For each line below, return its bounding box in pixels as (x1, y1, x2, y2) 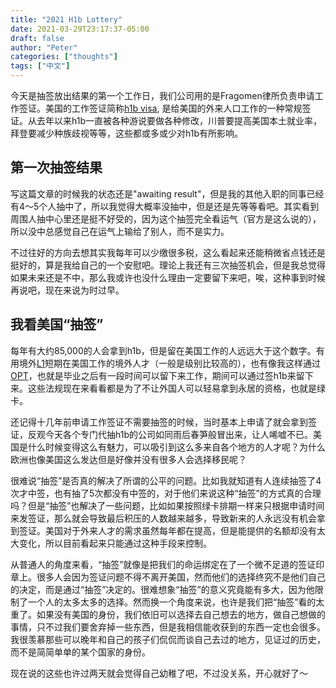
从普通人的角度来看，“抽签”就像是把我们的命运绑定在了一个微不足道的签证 (10, 558, 317, 570)
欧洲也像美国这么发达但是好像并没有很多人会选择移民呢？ (10, 453, 247, 465)
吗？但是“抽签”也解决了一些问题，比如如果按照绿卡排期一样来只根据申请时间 (10, 499, 325, 511)
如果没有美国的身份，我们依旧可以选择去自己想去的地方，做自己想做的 (36, 608, 326, 620)
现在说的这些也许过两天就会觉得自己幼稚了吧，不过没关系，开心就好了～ (10, 667, 308, 679)
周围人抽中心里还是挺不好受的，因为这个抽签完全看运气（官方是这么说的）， (10, 212, 322, 225)
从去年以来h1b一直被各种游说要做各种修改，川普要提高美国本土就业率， (27, 115, 322, 126)
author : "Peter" (10, 42, 78, 53)
